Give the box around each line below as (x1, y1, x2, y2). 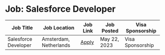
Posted (101, 27, 119, 34)
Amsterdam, (41, 35, 70, 42)
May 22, (100, 35, 119, 42)
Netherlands (41, 42, 70, 49)
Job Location (43, 24, 75, 31)
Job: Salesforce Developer (5, 3, 116, 15)
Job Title (11, 24, 33, 31)
